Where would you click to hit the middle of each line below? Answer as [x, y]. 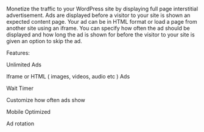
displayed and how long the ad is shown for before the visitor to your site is [100, 35]
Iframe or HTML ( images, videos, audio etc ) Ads [68, 76]
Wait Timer [20, 88]
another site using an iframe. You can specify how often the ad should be [98, 28]
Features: [18, 53]
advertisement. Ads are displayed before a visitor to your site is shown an [98, 15]
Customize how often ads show [46, 100]
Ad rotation [20, 123]
